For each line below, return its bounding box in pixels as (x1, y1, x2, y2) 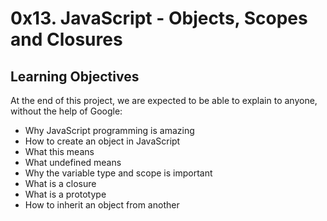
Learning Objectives (10, 68, 140, 85)
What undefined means (24, 157, 122, 168)
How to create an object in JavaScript (24, 135, 181, 147)
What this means (24, 146, 95, 157)
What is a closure (24, 178, 97, 189)
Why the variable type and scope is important (24, 167, 213, 179)
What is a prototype (24, 188, 107, 200)
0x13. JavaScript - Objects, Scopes (10, 7, 308, 30)
